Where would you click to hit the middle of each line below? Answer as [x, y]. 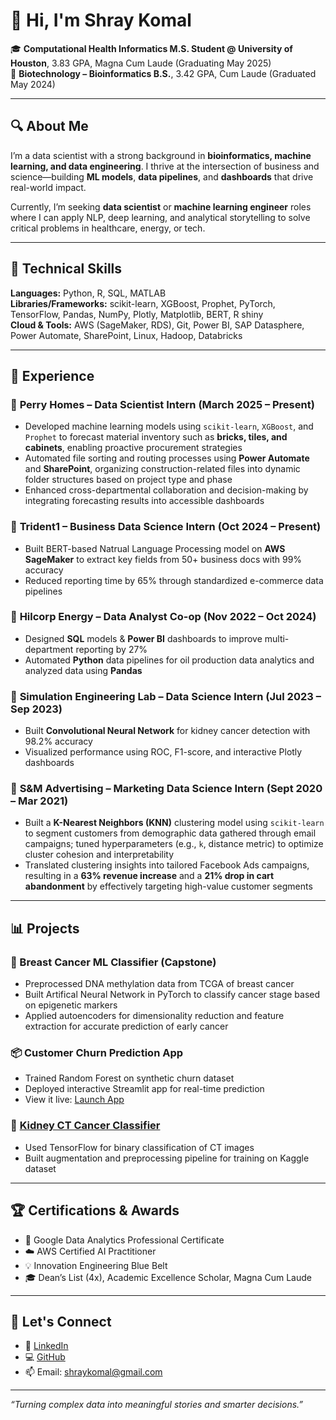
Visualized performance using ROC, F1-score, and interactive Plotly [163, 752]
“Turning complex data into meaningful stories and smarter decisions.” [157, 1405]
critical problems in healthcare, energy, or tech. [108, 228]
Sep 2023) [36, 709]
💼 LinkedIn [46, 1346]
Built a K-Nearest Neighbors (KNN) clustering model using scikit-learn [174, 823]
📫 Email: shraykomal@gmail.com [93, 1372]
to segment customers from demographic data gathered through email [170, 833]
